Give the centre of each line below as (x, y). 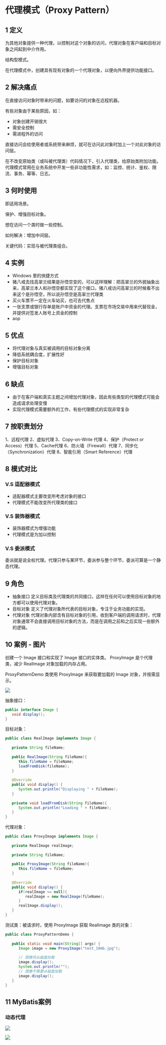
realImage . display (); (41, 906)
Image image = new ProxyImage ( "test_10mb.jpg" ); (69, 948)
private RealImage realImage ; (43, 845)
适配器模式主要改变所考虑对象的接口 (49, 496)
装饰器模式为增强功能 (34, 528)
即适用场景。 (18, 204)
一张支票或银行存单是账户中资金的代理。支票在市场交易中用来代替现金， (86, 307)
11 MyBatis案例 (28, 1002)
